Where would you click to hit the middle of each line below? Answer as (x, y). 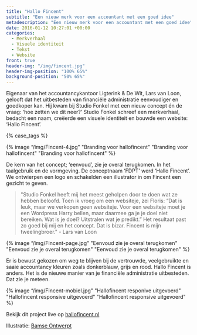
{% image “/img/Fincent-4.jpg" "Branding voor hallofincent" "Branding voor (97, 147)
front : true (21, 60)
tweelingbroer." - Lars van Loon (59, 232)
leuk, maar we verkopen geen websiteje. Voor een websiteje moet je (103, 207)
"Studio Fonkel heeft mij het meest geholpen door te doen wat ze (99, 195)
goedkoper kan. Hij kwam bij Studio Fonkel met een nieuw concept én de (94, 106)
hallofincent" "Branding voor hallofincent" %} (61, 153)
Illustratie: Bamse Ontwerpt (39, 326)
